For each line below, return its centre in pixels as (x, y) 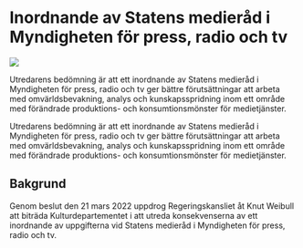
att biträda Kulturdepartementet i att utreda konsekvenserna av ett (134, 215)
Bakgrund (38, 184)
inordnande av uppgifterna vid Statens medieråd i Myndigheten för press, (147, 225)
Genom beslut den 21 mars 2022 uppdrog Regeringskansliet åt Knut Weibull (152, 206)
